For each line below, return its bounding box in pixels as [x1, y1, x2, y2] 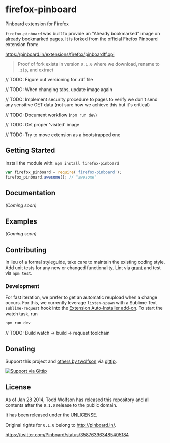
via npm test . [5, 270, 33, 276]
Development [5, 282, 40, 290]
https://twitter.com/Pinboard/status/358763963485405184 [5, 431, 129, 438]
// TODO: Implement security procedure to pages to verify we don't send [5, 96, 158, 102]
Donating [5, 344, 36, 353]
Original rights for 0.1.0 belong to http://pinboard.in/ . [5, 422, 116, 428]
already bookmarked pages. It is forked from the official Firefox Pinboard [5, 36, 158, 42]
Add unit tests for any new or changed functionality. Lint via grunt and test [5, 264, 161, 271]
